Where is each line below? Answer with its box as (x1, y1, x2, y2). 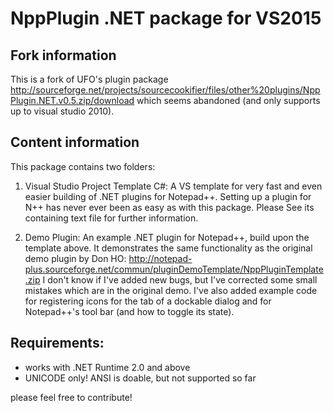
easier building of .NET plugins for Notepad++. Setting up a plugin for (24, 190, 312, 202)
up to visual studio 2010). (10, 105, 115, 117)
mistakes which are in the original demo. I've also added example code (24, 284, 318, 296)
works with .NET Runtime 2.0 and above (24, 361, 191, 373)
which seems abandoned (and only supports (136, 95, 321, 106)
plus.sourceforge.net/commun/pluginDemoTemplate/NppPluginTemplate (24, 263, 324, 275)
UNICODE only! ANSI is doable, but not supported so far (24, 372, 257, 384)
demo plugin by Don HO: (24, 252, 127, 264)
